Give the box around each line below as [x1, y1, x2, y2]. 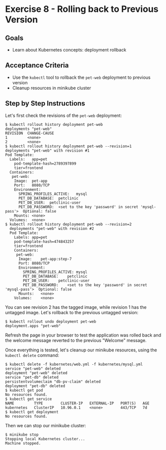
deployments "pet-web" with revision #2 [9, 226, 94, 231]
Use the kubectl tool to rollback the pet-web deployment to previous [12, 74, 151, 80]
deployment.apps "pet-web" [5, 323, 61, 328]
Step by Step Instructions [5, 99, 85, 108]
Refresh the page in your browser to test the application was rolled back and [5, 332, 162, 338]
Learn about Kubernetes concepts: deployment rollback [12, 47, 126, 53]
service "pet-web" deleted [5, 366, 61, 371]
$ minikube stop [5, 432, 39, 437]
